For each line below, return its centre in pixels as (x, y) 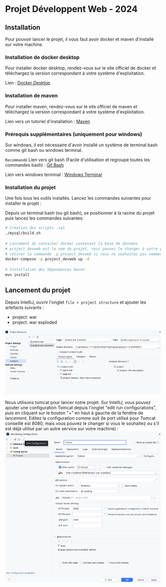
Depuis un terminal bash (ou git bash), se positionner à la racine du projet (80, 213)
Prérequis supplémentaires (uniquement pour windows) (74, 134)
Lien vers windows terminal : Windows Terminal (54, 175)
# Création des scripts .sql (35, 228)
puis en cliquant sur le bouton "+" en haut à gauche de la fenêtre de (74, 413)
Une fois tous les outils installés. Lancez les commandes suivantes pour (78, 198)
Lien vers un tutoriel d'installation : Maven (48, 121)
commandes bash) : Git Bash (35, 165)
